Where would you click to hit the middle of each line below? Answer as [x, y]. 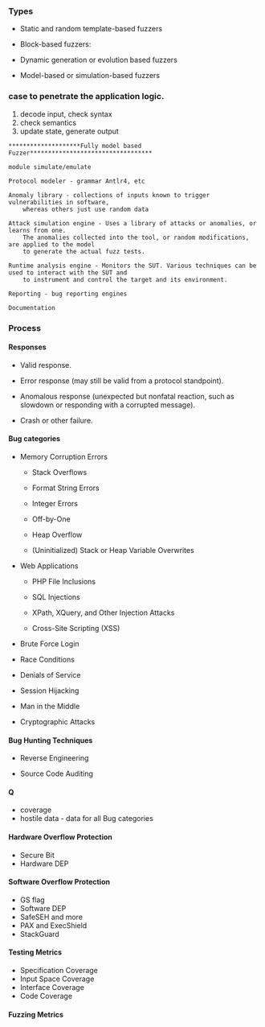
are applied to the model [51, 244]
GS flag [33, 900]
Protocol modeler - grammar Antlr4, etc [77, 181]
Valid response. [46, 365]
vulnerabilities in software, [59, 202]
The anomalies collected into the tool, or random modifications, [136, 237]
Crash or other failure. [57, 420]
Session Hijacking [49, 691]
